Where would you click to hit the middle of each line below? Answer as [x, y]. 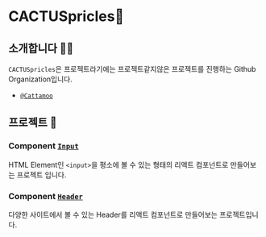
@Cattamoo [37, 96]
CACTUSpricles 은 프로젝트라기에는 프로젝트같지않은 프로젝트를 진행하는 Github [132, 69]
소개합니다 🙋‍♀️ [41, 48]
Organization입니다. [40, 79]
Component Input [44, 146]
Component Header [46, 196]
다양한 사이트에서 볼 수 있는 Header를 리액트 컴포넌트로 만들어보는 [113, 214]
